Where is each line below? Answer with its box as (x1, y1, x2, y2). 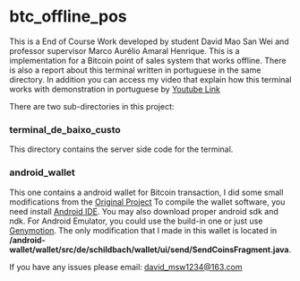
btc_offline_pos (9, 6, 127, 27)
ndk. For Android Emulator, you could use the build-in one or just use (9, 215, 263, 226)
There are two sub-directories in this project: (9, 101, 175, 111)
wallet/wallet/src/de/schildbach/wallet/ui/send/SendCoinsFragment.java (9, 244, 289, 255)
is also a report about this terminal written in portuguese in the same (9, 65, 261, 75)
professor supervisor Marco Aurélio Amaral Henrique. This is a (9, 45, 240, 56)
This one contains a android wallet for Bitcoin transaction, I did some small (9, 187, 284, 198)
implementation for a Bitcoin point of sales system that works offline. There (9, 55, 287, 66)
